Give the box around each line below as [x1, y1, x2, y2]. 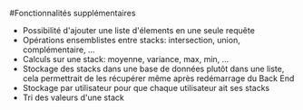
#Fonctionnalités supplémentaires [9, 8, 136, 18]
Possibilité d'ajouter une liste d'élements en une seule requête [22, 25, 256, 35]
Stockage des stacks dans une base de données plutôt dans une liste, [22, 63, 285, 74]
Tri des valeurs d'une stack [22, 92, 124, 103]
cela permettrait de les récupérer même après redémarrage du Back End [22, 73, 295, 84]
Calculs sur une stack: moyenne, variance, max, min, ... [22, 54, 230, 64]
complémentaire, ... [22, 44, 95, 55]
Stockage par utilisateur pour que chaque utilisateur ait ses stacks [22, 83, 270, 93]
